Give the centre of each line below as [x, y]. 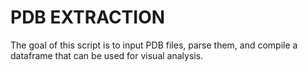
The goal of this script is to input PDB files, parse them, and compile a [154, 45]
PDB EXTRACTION [88, 17]
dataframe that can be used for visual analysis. [107, 55]
